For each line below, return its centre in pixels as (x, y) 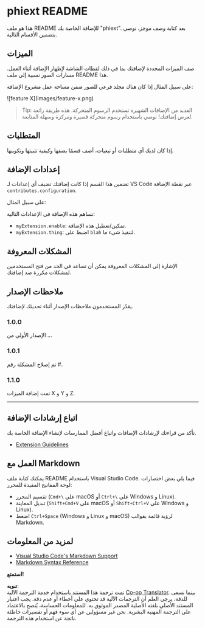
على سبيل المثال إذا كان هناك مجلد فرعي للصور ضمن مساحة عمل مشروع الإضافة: (100, 86)
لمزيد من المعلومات (40, 541)
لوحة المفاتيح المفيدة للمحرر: (40, 485)
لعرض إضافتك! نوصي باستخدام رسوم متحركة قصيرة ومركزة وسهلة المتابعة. (107, 116)
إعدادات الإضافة (33, 169)
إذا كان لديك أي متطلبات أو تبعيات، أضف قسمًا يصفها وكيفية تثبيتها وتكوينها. (90, 150)
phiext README (47, 11)
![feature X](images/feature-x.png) (50, 98)
